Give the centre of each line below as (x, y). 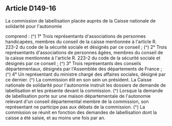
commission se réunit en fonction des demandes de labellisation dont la (81, 112)
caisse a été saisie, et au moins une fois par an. (55, 118)
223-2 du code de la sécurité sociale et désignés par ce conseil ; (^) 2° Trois (86, 47)
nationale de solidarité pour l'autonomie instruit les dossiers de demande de (85, 85)
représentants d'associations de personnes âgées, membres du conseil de (84, 52)
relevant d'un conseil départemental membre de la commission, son (77, 101)
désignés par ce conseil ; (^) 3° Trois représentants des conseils (73, 63)
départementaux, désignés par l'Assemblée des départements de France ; (84, 69)
